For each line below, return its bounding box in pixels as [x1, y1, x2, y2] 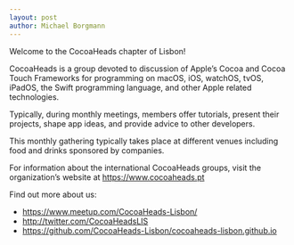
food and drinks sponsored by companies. [9, 144, 165, 156]
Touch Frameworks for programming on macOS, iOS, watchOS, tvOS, [9, 72, 265, 83]
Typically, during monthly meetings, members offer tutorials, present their [9, 109, 280, 119]
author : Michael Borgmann [9, 21, 105, 30]
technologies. [9, 91, 60, 102]
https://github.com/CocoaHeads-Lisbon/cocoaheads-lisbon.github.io [21, 225, 278, 236]
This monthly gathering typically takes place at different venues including [9, 135, 279, 146]
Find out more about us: [9, 189, 97, 200]
